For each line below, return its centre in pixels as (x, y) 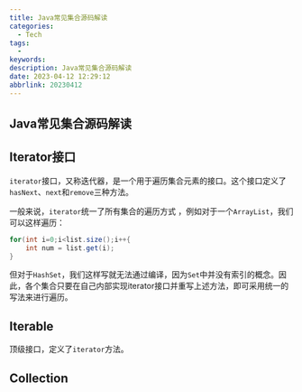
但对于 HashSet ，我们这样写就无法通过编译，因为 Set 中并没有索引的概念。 (144, 275)
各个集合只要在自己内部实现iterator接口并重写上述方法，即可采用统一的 (157, 286)
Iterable (32, 326)
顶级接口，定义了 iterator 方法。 (69, 350)
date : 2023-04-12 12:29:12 (60, 77)
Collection (39, 378)
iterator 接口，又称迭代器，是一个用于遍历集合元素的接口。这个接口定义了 (148, 181)
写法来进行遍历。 (41, 297)
